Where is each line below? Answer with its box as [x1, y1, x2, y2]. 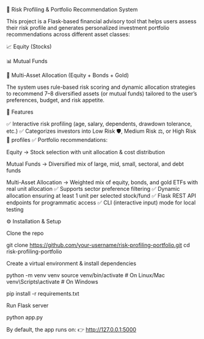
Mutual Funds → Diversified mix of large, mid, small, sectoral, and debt [6, 160, 184, 168]
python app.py [6, 314, 43, 321]
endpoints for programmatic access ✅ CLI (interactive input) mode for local [6, 199, 196, 206]
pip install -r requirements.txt [6, 290, 79, 297]
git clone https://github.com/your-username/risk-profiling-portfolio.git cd [6, 242, 191, 248]
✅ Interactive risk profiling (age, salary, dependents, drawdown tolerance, [6, 120, 192, 127]
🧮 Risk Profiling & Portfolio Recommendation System [6, 6, 138, 13]
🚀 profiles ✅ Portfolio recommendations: [6, 136, 108, 143]
